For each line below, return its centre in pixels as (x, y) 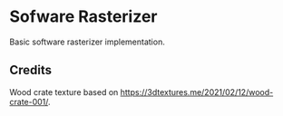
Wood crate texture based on (64, 92)
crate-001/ (29, 101)
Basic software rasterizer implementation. (87, 42)
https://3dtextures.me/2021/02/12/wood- (197, 92)
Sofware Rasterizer (83, 17)
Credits (31, 70)
